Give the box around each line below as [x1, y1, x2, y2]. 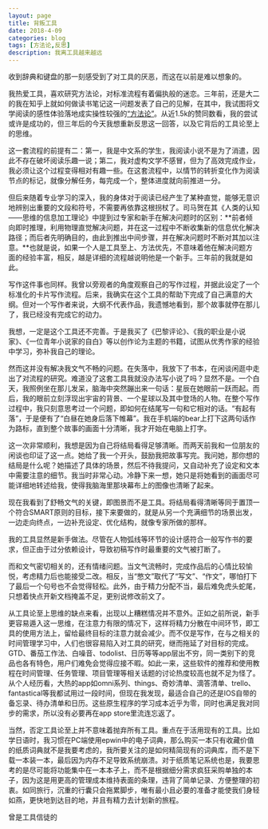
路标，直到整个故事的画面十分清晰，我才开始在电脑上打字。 [14, 424, 211, 432]
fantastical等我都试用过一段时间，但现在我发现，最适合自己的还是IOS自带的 [8, 688, 257, 698]
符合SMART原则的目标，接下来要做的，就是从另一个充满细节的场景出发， [14, 508, 257, 516]
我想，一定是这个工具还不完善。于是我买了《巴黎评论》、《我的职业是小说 [8, 327, 246, 336]
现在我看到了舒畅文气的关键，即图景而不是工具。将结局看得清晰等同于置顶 [8, 497, 253, 507]
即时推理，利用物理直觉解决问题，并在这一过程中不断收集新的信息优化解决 [14, 223, 260, 232]
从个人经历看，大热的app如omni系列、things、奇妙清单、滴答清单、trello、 [8, 679, 255, 688]
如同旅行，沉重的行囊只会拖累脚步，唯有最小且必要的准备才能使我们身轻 [22, 785, 260, 795]
